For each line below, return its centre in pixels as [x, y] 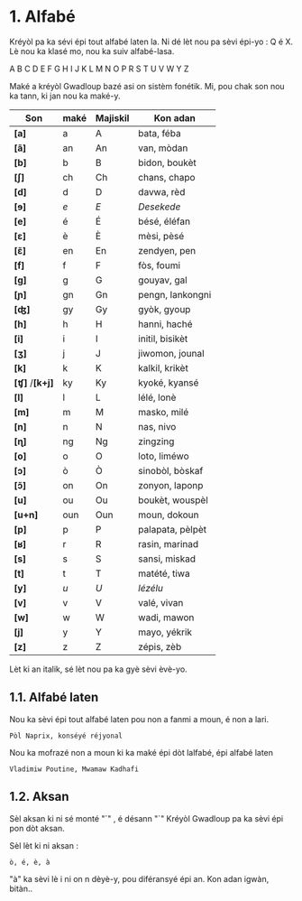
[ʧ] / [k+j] [34, 383]
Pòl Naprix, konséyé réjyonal [66, 736]
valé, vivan [161, 602]
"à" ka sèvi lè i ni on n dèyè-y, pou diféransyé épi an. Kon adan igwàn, [139, 878]
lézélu [151, 588]
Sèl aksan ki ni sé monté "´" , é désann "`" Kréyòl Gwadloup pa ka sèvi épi [146, 818]
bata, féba [160, 133]
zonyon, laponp [171, 485]
